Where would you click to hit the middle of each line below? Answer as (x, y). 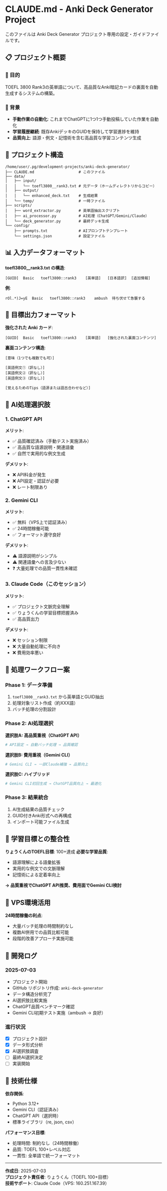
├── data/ (15, 176)
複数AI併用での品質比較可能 (41, 932)
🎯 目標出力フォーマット (41, 315)
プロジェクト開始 (30, 981)
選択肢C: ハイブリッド (28, 774)
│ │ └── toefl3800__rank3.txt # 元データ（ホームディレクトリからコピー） (81, 186)
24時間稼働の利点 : (24, 916)
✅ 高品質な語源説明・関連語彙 (43, 447)
